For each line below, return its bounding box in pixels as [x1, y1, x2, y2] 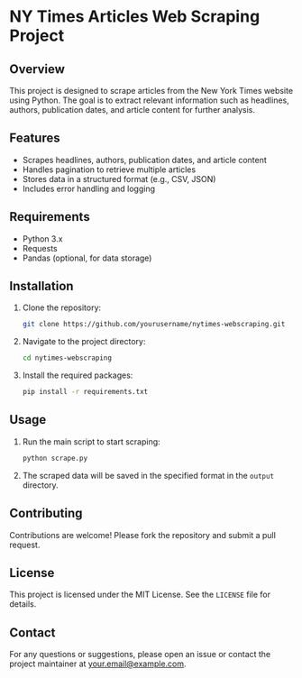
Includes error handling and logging [22, 183, 156, 194]
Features [9, 131, 60, 146]
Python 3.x [22, 233, 63, 244]
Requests [22, 243, 58, 253]
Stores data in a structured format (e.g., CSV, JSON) [22, 173, 216, 184]
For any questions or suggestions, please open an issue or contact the [9, 649, 271, 660]
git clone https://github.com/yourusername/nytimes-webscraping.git [22, 320, 286, 329]
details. [9, 599, 37, 609]
